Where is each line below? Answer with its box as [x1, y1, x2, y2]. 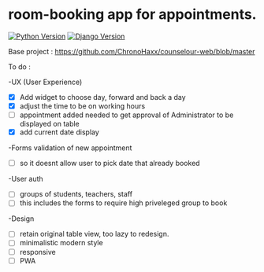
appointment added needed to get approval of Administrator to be [19, 110, 234, 119]
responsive [19, 247, 57, 256]
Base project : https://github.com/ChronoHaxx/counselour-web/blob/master [8, 46, 255, 56]
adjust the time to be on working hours [19, 101, 146, 111]
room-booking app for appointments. [8, 6, 257, 24]
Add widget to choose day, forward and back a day [19, 92, 187, 101]
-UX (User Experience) [8, 77, 83, 86]
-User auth [8, 175, 43, 184]
